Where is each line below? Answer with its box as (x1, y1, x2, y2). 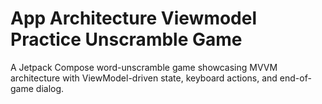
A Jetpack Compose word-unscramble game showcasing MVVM (10, 61, 278, 73)
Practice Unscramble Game (10, 28, 243, 51)
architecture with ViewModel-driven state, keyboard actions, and (10, 72, 278, 84)
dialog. (35, 82, 65, 94)
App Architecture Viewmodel (10, 7, 258, 30)
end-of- (279, 72, 312, 84)
